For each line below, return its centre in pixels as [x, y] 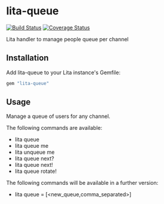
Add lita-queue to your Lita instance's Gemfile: [64, 72]
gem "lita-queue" [28, 83]
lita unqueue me [35, 152]
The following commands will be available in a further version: [82, 183]
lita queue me [32, 146]
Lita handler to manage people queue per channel [67, 39]
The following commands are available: [54, 128]
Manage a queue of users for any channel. [58, 116]
